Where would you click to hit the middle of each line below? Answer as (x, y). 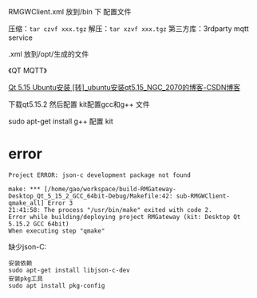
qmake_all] (26, 203)
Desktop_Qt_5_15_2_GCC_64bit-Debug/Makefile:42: (91, 196)
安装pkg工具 (26, 278)
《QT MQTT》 (28, 71)
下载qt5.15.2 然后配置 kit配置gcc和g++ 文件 (79, 104)
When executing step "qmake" (57, 231)
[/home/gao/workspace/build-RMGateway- (110, 189)
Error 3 (60, 203)
